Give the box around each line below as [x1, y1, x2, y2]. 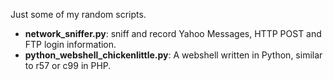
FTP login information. [24, 39, 117, 50]
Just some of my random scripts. [10, 9, 147, 20]
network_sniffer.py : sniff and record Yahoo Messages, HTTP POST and [24, 28, 322, 39]
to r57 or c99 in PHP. [24, 60, 112, 71]
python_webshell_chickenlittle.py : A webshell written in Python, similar [24, 49, 323, 61]
